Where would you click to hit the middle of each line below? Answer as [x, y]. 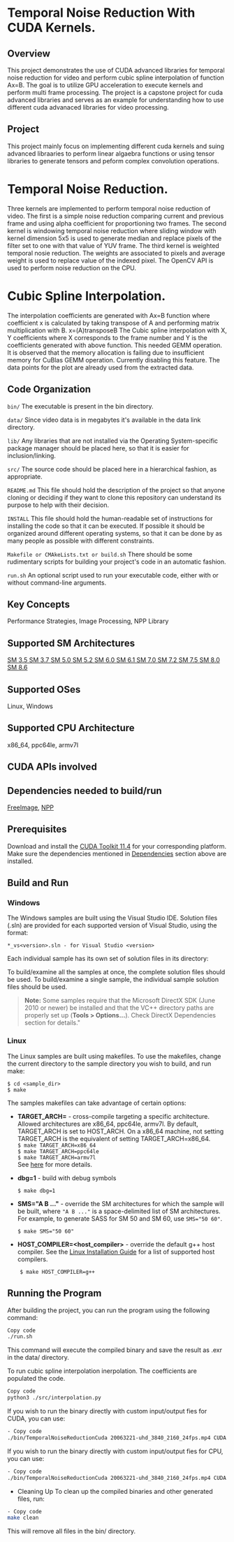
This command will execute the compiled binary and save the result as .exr [115, 1350]
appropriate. [25, 476]
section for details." [52, 1023]
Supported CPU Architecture [71, 728]
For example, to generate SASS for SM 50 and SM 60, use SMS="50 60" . [119, 1218]
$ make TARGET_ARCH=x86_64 [57, 1145]
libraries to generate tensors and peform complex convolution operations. [113, 161]
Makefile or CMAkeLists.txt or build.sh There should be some [100, 554]
